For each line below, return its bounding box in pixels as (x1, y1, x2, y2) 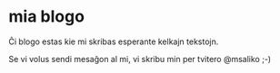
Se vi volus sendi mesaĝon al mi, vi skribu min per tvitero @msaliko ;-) (8, 53, 272, 64)
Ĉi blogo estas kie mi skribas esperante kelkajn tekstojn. (8, 36, 219, 47)
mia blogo (8, 6, 85, 27)
